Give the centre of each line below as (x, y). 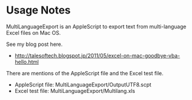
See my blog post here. (35, 44)
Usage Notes (38, 10)
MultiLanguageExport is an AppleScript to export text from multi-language (96, 26)
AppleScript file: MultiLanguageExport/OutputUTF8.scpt (83, 84)
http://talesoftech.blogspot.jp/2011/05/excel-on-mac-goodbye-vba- (97, 55)
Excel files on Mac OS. (33, 32)
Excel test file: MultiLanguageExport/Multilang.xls (75, 91)
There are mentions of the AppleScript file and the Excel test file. (85, 73)
